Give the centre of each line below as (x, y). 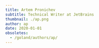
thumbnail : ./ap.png (27, 19)
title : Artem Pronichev (30, 10)
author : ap (17, 24)
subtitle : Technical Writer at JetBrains (50, 14)
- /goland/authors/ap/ (34, 38)
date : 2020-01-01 (24, 28)
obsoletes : (17, 33)
